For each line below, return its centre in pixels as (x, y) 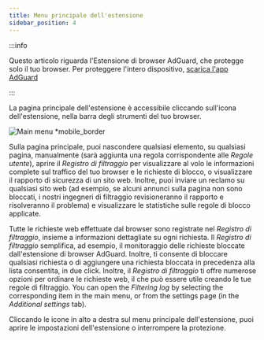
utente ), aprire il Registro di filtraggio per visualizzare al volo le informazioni (132, 163)
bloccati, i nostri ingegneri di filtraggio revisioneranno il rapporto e (116, 197)
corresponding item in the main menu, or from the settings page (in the (124, 295)
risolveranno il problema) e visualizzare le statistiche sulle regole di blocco (130, 205)
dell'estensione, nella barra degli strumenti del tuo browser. (105, 116)
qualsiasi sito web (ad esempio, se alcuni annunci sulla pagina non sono (126, 188)
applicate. (25, 213)
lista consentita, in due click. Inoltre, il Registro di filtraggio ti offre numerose (133, 270)
